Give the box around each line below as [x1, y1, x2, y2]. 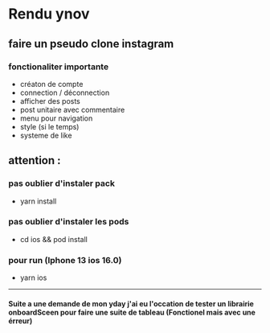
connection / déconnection [19, 88, 110, 97]
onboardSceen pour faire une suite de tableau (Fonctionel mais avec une [8, 307, 256, 317]
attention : [8, 154, 62, 167]
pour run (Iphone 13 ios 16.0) [8, 254, 122, 265]
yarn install [19, 196, 57, 206]
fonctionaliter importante [8, 61, 109, 72]
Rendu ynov [8, 5, 90, 23]
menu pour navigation [19, 113, 93, 123]
